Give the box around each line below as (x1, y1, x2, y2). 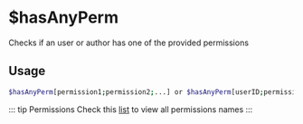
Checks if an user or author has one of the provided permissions (8, 37, 250, 48)
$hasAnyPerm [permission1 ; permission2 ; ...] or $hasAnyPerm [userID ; (8, 87, 264, 97)
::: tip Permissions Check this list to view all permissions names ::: (8, 103, 253, 115)
